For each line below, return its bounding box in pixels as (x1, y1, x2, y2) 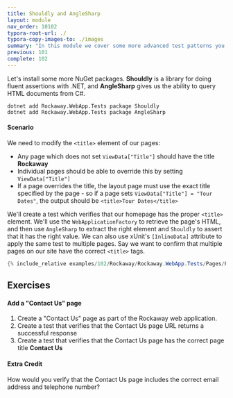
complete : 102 (7, 56, 49, 63)
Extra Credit (7, 360, 43, 368)
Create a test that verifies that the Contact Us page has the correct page (17, 336, 225, 345)
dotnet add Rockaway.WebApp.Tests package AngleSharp (7, 108, 166, 115)
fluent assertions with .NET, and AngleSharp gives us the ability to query (7, 81, 216, 90)
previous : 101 (7, 49, 49, 56)
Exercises (7, 279, 51, 292)
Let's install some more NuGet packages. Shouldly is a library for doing (7, 74, 212, 83)
